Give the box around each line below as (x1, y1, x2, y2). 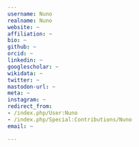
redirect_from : (7, 103, 53, 110)
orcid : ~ (7, 50, 34, 58)
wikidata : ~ (7, 70, 43, 77)
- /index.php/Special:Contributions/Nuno (7, 116, 133, 123)
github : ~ (7, 43, 37, 50)
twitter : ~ (7, 76, 40, 84)
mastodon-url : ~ (7, 83, 56, 90)
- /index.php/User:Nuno (7, 109, 78, 116)
